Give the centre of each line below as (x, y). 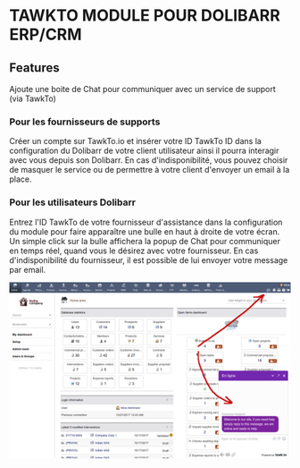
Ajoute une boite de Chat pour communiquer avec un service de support (143, 89)
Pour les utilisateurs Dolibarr (73, 202)
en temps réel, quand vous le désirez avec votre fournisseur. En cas (134, 251)
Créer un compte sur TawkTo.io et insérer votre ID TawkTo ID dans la (135, 141)
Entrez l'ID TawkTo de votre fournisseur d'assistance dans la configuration (146, 222)
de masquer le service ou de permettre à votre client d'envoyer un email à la (150, 170)
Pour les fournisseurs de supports (85, 122)
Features (34, 68)
